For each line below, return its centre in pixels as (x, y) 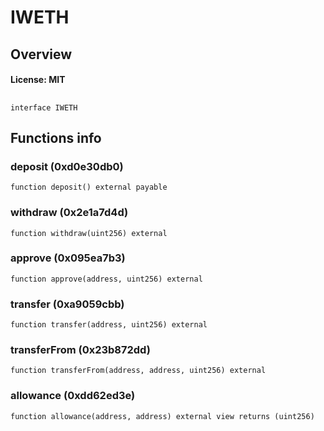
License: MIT (38, 80)
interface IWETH (44, 107)
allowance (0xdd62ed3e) (73, 396)
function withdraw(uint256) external (89, 233)
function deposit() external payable (89, 187)
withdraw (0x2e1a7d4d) (69, 213)
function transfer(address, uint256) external (109, 325)
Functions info (56, 137)
